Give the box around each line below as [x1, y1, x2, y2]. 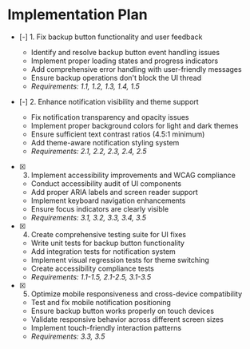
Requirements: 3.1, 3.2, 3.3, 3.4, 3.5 [30, 212, 147, 222]
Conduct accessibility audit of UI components [30, 178, 181, 188]
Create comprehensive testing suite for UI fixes [30, 229, 187, 239]
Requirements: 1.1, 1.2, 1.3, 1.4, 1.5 [30, 81, 141, 91]
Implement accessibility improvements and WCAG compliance [30, 170, 236, 180]
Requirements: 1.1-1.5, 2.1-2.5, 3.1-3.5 [30, 272, 152, 281]
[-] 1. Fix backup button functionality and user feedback [18, 32, 203, 42]
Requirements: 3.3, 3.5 [30, 331, 105, 341]
